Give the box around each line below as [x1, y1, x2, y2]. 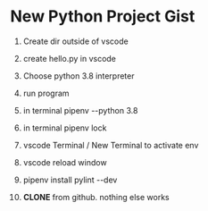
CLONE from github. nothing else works [22, 191, 170, 202]
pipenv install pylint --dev [22, 174, 118, 185]
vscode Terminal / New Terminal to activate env [22, 139, 199, 150]
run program [22, 88, 70, 98]
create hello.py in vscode [22, 53, 117, 63]
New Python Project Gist [10, 6, 196, 27]
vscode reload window [22, 156, 107, 167]
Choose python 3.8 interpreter [22, 70, 135, 81]
